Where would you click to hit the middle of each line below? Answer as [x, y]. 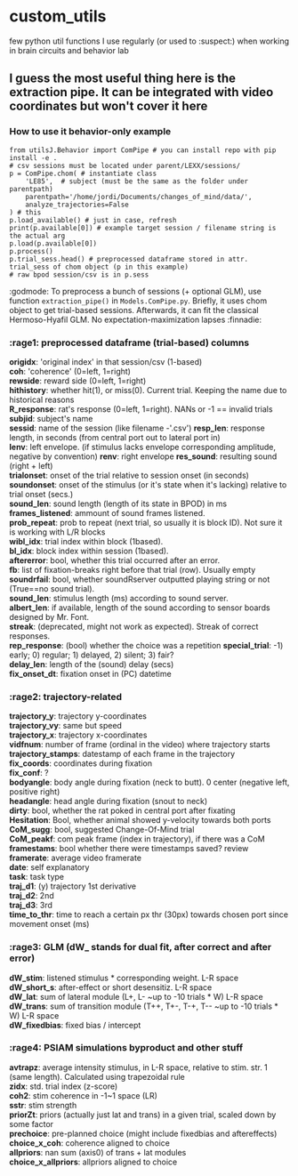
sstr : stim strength [43, 1105]
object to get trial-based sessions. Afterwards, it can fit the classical [134, 310]
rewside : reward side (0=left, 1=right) [78, 381]
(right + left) [31, 465]
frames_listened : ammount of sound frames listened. [108, 512]
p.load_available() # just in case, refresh [93, 220]
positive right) [35, 792]
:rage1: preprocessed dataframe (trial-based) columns [129, 342]
